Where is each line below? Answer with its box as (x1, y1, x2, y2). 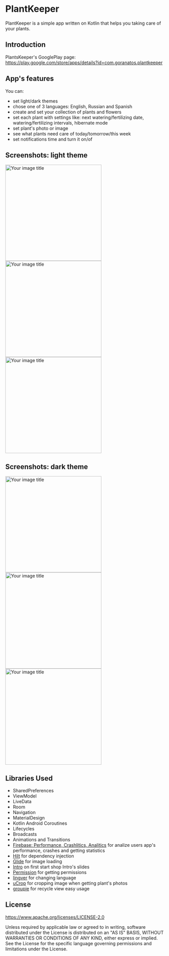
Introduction (5, 41, 46, 49)
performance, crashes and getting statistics (12, 847, 105, 853)
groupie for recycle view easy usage (12, 886, 90, 891)
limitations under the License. (5, 946, 68, 952)
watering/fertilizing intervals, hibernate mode (12, 120, 108, 126)
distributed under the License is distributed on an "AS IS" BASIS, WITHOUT (5, 929, 164, 935)
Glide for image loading (12, 859, 62, 864)
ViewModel (12, 793, 37, 799)
